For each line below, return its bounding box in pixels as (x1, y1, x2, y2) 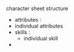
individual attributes (14, 23, 63, 29)
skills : (14, 29, 31, 36)
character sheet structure (6, 5, 69, 12)
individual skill (23, 35, 58, 41)
